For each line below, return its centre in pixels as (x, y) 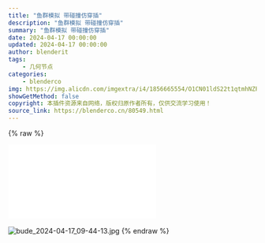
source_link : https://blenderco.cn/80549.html (86, 111)
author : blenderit (38, 52)
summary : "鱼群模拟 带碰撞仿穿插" (59, 30)
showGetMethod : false (44, 96)
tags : (17, 60)
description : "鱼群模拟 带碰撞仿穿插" (66, 23)
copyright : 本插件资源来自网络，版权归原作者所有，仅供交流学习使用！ (110, 103)
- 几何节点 (38, 67)
